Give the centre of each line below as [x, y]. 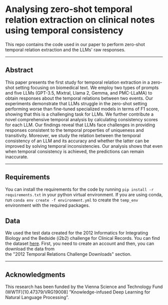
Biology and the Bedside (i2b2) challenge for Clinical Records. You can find [82, 238]
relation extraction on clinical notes [80, 20]
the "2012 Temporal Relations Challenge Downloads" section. [68, 254]
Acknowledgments [35, 275]
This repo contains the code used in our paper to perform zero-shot [75, 44]
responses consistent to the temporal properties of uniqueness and [74, 130]
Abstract [19, 70]
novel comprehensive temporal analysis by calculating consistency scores [82, 119]
